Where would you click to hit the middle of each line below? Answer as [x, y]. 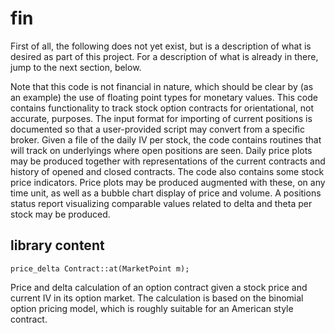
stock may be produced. [60, 214]
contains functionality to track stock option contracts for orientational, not [162, 108]
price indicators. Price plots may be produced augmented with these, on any [168, 182]
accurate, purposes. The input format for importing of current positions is [161, 118]
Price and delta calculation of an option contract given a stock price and [159, 287]
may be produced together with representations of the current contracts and [168, 161]
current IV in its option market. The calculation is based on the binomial [157, 298]
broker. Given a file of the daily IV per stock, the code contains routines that [166, 139]
